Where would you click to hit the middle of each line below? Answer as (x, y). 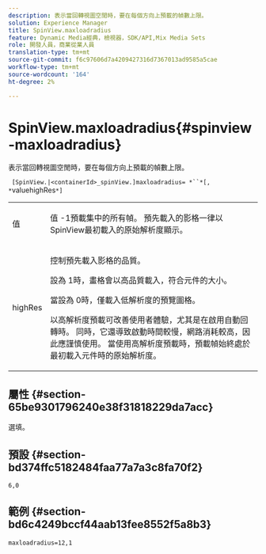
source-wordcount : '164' (49, 74)
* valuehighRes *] (36, 190)
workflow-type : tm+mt (44, 67)
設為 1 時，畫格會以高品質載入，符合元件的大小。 (141, 280)
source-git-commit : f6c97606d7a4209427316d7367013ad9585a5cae (113, 60)
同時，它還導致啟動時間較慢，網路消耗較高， (159, 332)
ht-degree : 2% (32, 82)
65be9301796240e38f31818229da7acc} (111, 407)
